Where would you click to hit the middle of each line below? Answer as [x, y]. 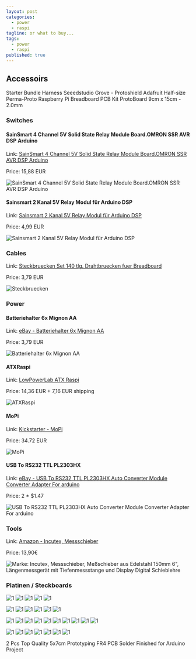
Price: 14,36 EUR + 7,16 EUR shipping [50, 391]
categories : [20, 17]
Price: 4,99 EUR [25, 227]
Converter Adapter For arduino [43, 484]
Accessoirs [27, 79]
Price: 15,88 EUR [26, 171]
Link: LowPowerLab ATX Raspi [43, 380]
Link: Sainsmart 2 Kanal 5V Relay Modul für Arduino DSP [74, 215]
